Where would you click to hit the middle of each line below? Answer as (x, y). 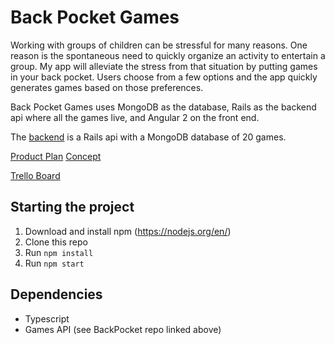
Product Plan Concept (56, 156)
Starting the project (72, 207)
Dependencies (56, 294)
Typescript (47, 318)
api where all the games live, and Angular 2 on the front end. (135, 117)
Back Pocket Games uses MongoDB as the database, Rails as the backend (163, 107)
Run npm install (59, 252)
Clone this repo (56, 242)
